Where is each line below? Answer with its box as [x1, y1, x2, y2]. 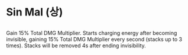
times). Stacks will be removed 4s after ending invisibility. [6, 42, 146, 49]
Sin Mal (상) [6, 5, 63, 19]
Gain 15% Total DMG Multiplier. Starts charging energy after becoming [6, 29, 177, 36]
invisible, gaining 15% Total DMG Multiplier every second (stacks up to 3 [6, 35, 182, 43]
